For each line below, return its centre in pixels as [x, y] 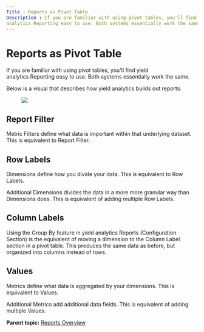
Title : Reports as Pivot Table [47, 12]
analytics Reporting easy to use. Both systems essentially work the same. [98, 77]
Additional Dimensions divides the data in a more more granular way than [98, 192]
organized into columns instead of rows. [56, 252]
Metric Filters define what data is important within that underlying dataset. [99, 134]
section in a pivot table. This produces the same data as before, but [91, 245]
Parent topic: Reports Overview [46, 322]
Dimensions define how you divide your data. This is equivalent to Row [95, 174]
